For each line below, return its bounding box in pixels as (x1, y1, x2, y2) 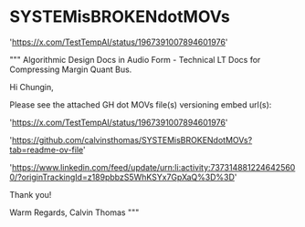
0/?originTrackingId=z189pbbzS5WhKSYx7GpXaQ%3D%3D (9, 171, 236, 182)
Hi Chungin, (9, 81, 55, 92)
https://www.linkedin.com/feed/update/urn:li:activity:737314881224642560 (12, 161, 296, 172)
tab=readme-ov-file (9, 144, 84, 155)
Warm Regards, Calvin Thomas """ (9, 207, 140, 218)
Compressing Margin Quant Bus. (9, 64, 132, 75)
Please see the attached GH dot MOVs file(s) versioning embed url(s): (9, 98, 272, 110)
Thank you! (9, 189, 52, 200)
